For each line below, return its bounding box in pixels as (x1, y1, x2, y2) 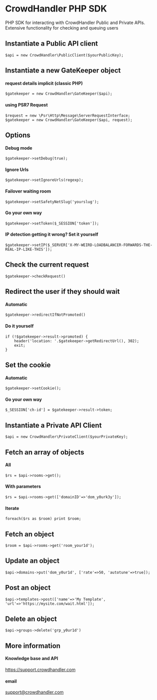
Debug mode (5, 145, 32, 151)
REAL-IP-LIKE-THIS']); (5, 247, 52, 252)
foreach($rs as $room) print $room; (5, 516, 81, 521)
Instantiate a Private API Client (5, 421, 102, 429)
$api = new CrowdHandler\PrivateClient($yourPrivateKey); (5, 434, 128, 439)
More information (5, 641, 61, 650)
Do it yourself (5, 323, 34, 329)
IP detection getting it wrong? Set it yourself (5, 231, 99, 238)
